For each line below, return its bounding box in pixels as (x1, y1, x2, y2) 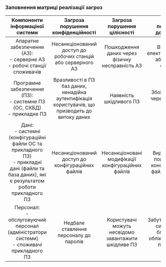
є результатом (9, 177, 45, 184)
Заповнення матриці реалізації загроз (5, 4, 103, 11)
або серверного (55, 59, 94, 66)
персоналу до (57, 232, 91, 239)
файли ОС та (12, 140, 42, 147)
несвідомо (109, 229, 135, 236)
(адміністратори (7, 229, 47, 236)
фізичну (112, 56, 131, 63)
